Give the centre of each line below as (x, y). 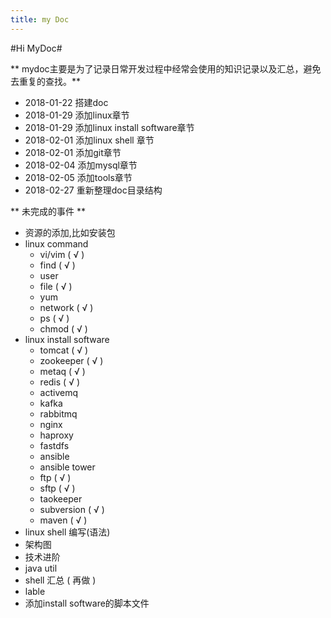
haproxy (56, 435)
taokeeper (61, 498)
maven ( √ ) (63, 520)
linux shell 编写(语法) (67, 532)
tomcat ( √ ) (64, 350)
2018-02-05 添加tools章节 (78, 177)
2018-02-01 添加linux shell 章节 (89, 140)
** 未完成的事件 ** (48, 211)
